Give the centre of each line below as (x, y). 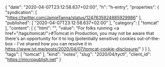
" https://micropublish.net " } (33, 59)
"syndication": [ (21, 12)
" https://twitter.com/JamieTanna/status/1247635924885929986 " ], (74, 17)
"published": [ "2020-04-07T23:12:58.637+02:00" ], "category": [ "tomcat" (82, 23)
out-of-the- (149, 38)
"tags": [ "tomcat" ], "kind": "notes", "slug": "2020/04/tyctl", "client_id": (78, 54)
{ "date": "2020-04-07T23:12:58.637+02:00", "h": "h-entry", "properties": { (82, 7)
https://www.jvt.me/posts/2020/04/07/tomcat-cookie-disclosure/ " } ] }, (78, 49)
